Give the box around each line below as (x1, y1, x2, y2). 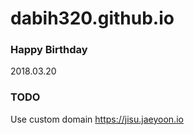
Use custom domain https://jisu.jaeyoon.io (10, 113, 184, 125)
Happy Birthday (10, 43, 88, 57)
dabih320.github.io (10, 7, 175, 30)
